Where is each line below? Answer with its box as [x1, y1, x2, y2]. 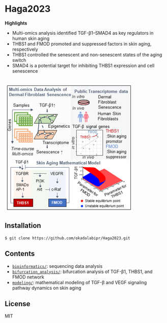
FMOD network [12, 274, 44, 280]
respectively [12, 46, 39, 52]
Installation [5, 221, 41, 230]
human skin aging [12, 35, 50, 41]
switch [12, 57, 26, 63]
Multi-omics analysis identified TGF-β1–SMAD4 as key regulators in [12, 30, 154, 36]
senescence [12, 67, 38, 74]
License [5, 299, 31, 308]
